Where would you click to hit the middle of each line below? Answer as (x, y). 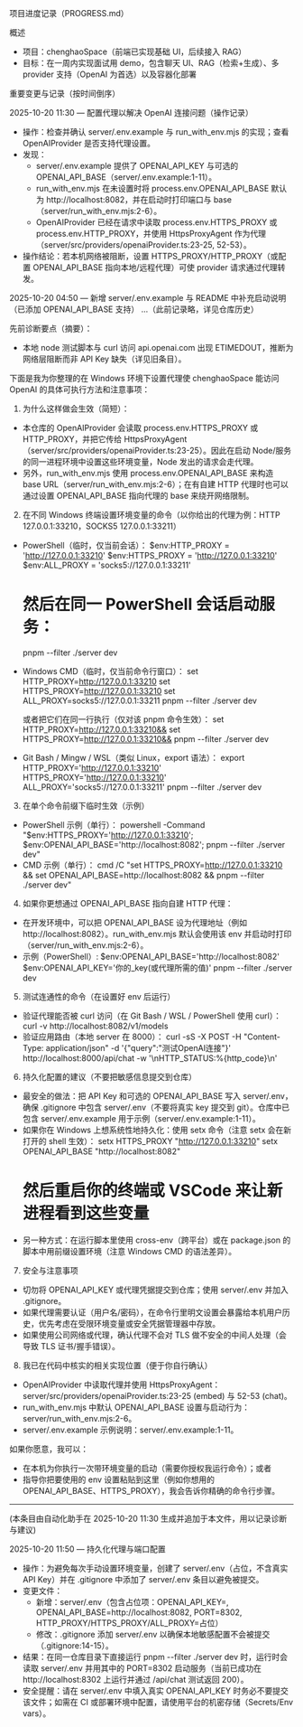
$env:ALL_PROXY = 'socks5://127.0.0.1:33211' (106, 565)
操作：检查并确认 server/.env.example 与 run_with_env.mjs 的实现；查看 (156, 132)
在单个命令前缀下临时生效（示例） (86, 805)
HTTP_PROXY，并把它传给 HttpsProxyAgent (105, 439)
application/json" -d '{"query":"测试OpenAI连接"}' (138, 1047)
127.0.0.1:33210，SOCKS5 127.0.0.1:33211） (102, 526)
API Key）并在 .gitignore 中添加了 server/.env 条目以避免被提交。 (143, 1579)
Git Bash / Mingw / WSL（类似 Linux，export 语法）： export (133, 757)
